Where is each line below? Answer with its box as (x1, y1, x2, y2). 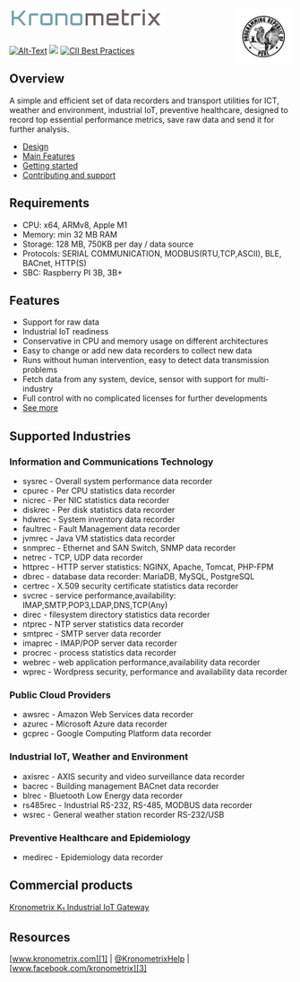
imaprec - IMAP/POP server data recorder (21, 638, 177, 648)
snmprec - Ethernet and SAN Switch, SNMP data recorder (21, 543, 236, 553)
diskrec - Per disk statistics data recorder (21, 505, 176, 516)
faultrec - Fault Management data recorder (21, 524, 181, 534)
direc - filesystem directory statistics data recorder (21, 609, 210, 621)
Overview (9, 71, 65, 87)
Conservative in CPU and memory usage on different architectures (21, 335, 269, 347)
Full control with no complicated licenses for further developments (21, 393, 268, 404)
